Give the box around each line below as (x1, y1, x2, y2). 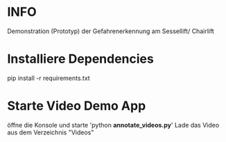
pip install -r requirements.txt (7, 74, 90, 82)
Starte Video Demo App (7, 98, 146, 114)
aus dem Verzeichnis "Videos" (7, 128, 94, 136)
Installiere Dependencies (7, 51, 154, 67)
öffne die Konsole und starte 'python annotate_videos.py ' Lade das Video (7, 121, 220, 129)
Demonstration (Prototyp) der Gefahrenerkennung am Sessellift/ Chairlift (7, 27, 215, 35)
